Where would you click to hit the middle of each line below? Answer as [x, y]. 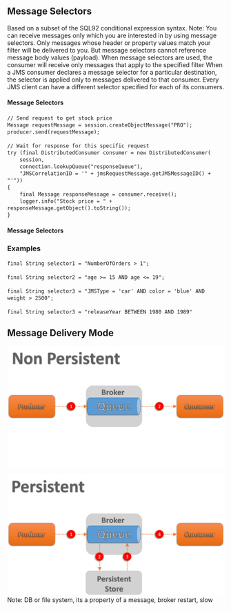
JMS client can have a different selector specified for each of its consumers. [116, 86]
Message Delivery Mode [61, 333]
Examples [24, 248]
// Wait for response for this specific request [78, 146]
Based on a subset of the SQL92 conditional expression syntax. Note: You [112, 28]
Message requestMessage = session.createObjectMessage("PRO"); [100, 125]
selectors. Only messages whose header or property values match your [109, 43]
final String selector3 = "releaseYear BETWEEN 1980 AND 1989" [100, 312]
